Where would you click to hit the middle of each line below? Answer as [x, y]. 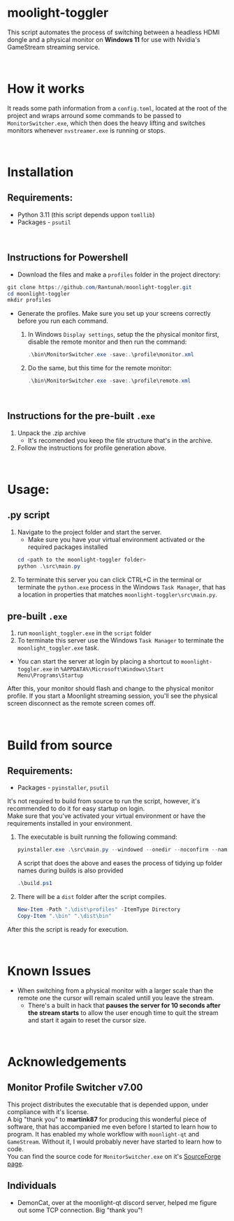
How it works [46, 89]
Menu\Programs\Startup [50, 675]
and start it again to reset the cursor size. [87, 1020]
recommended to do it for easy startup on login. [76, 809]
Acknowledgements [67, 1062]
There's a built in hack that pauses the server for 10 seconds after [124, 1005]
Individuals [32, 1186]
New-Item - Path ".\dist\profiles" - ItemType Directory [99, 909]
